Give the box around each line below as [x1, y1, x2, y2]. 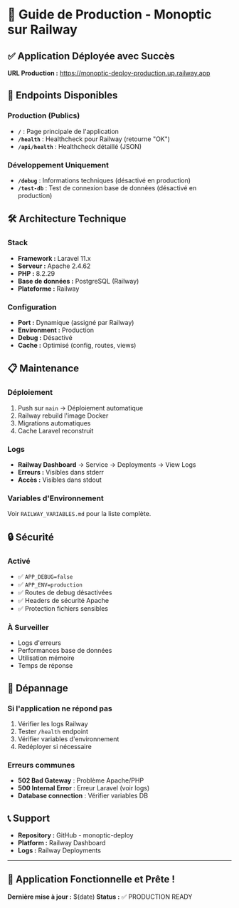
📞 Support [7, 812, 51, 824]
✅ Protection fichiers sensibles [17, 604, 109, 612]
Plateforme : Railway [17, 284, 80, 293]
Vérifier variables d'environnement [17, 734, 119, 743]
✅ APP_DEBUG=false [17, 572, 73, 580]
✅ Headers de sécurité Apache [17, 596, 109, 604]
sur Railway [7, 21, 78, 38]
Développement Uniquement [7, 160, 109, 170]
